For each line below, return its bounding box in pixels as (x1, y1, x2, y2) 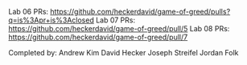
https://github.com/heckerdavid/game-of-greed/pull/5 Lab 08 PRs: (8, 24, 230, 33)
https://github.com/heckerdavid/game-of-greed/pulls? (50, 7, 231, 16)
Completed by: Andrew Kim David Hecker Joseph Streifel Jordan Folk (8, 48, 239, 57)
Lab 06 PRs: (8, 7, 49, 16)
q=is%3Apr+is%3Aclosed (8, 15, 94, 25)
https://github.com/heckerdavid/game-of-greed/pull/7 (8, 32, 188, 42)
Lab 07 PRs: (95, 15, 135, 25)
